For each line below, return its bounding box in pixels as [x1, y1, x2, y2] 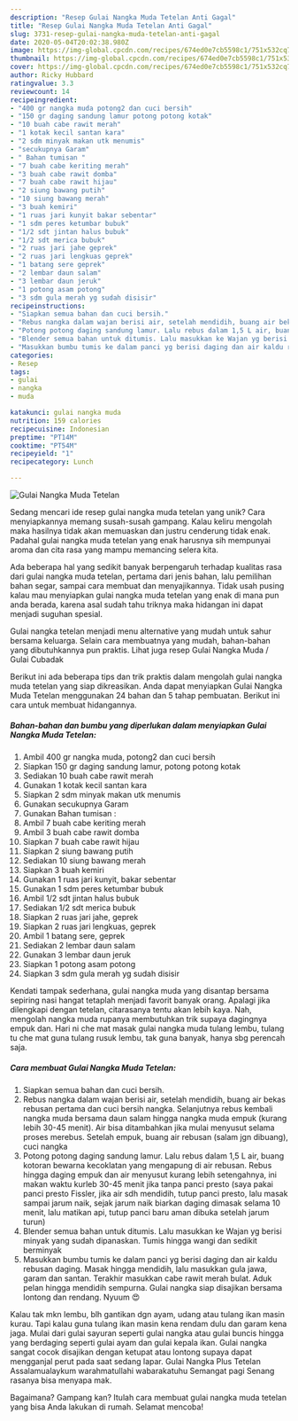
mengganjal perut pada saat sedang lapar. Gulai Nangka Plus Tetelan [10, 1355, 262, 1366]
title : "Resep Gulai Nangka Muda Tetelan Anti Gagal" [10, 21, 213, 30]
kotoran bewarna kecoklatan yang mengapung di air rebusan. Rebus [22, 1159, 272, 1170]
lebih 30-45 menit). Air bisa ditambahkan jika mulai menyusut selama [22, 1122, 275, 1133]
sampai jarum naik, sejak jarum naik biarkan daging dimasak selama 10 [22, 1198, 281, 1208]
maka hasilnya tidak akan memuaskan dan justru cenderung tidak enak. [10, 526, 271, 536]
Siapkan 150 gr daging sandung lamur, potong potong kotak [22, 761, 241, 771]
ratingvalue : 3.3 [10, 79, 74, 88]
